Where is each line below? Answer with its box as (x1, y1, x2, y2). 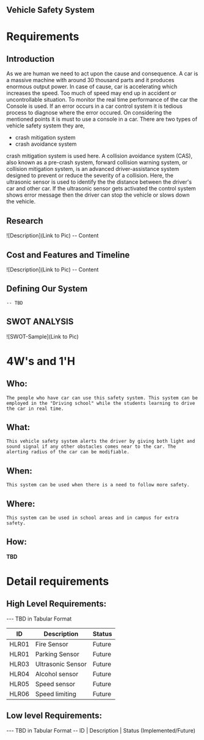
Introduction (6, 53, 55, 64)
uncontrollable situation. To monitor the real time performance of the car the (6, 96, 198, 104)
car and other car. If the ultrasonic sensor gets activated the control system (6, 185, 197, 192)
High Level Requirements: (6, 598, 107, 609)
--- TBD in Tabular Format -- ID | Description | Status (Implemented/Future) (6, 727, 195, 734)
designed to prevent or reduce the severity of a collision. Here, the (6, 172, 174, 179)
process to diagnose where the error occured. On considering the (6, 109, 172, 116)
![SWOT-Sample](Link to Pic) (6, 333, 79, 340)
